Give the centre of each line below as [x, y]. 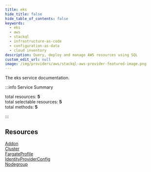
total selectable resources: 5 [34, 102]
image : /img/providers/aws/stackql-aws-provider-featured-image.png [76, 64]
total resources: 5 [23, 97]
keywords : [15, 23]
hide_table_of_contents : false [37, 19]
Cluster [12, 149]
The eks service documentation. [37, 78]
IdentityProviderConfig [28, 159]
